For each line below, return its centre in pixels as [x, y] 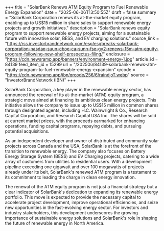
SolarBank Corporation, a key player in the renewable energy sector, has [78, 90]
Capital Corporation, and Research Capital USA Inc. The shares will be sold [81, 115]
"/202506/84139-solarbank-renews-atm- [115, 64]
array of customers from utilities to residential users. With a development [79, 162]
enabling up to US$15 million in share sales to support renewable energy [78, 23]
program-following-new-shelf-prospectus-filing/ [54, 54]
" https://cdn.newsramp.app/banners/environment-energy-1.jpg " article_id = [82, 59]
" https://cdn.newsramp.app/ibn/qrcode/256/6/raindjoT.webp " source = [77, 75]
